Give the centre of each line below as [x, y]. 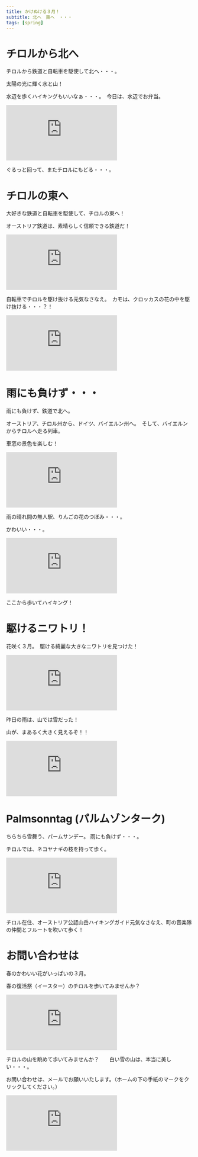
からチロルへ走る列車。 [35, 431]
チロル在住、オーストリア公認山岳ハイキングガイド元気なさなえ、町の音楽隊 [99, 923]
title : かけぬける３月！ [33, 12]
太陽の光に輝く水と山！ [35, 84]
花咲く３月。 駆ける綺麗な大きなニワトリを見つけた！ [72, 647]
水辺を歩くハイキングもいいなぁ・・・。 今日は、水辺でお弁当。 [85, 97]
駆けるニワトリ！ [48, 629]
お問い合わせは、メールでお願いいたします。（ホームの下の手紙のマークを [95, 1079]
